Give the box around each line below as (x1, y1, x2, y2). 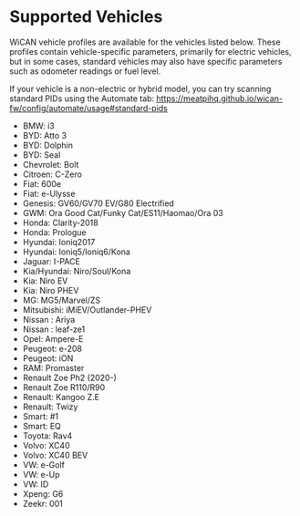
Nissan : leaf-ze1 (22, 324, 86, 335)
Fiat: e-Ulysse (22, 188, 76, 199)
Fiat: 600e (22, 178, 62, 189)
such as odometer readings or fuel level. (9, 66, 161, 77)
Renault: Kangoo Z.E (22, 391, 100, 402)
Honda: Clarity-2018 (22, 217, 98, 228)
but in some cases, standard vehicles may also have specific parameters (9, 56, 283, 67)
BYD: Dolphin (22, 139, 73, 150)
